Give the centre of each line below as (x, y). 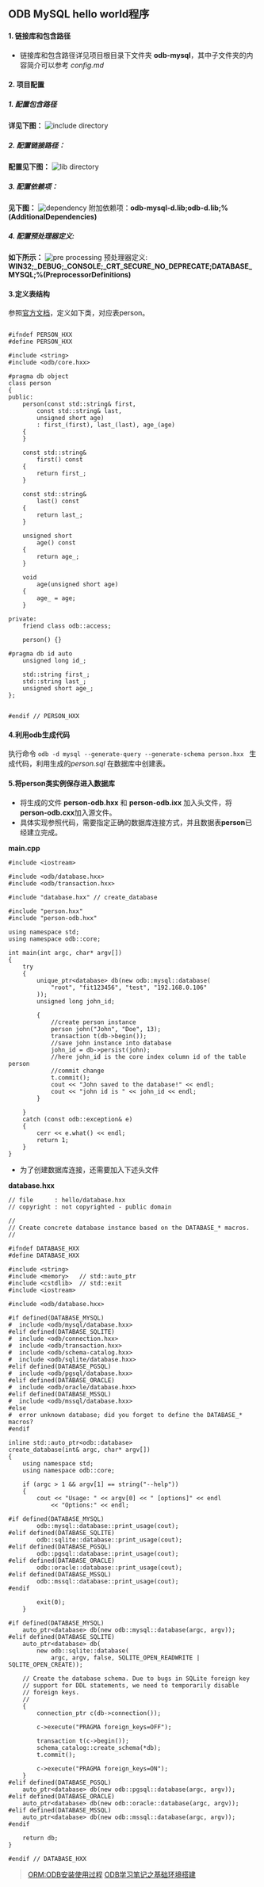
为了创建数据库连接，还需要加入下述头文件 (89, 1169)
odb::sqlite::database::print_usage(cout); (109, 1540)
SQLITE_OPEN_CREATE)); (46, 1664)
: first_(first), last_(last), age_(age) (106, 425)
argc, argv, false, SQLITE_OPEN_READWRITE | (125, 1658)
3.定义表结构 (29, 294)
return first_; (62, 474)
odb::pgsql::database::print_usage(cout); (108, 1553)
